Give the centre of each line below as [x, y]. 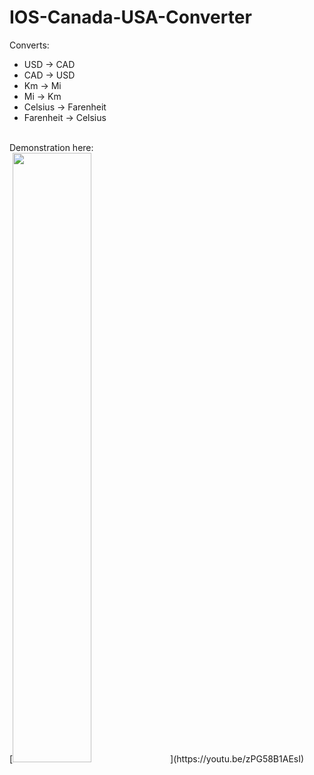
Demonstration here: [51, 147]
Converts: [29, 45]
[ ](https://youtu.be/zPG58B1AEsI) [157, 758]
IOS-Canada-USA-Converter [130, 17]
